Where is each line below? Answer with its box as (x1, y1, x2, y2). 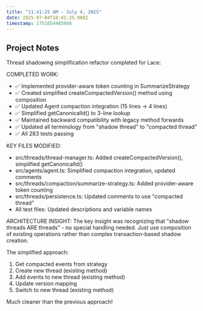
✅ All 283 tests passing (15, 130, 74, 138)
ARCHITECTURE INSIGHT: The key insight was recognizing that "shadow (6, 217, 190, 225)
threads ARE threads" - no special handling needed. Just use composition (6, 224, 191, 231)
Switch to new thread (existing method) (15, 287, 114, 294)
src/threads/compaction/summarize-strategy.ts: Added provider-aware (15, 180, 194, 187)
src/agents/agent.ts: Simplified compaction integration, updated (15, 167, 176, 174)
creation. (6, 237, 29, 244)
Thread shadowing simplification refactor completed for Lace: (6, 59, 161, 66)
